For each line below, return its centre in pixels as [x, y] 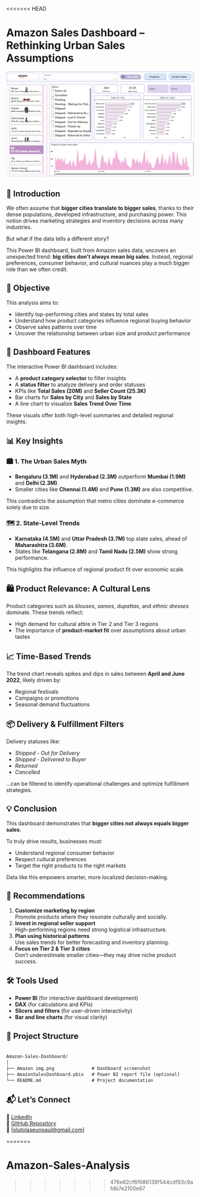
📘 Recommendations [46, 896]
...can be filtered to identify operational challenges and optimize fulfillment [98, 784]
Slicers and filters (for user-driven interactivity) [73, 1011]
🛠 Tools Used [32, 981]
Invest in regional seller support [55, 923]
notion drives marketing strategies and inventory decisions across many [95, 220]
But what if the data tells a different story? [58, 238]
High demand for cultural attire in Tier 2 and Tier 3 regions [87, 624]
